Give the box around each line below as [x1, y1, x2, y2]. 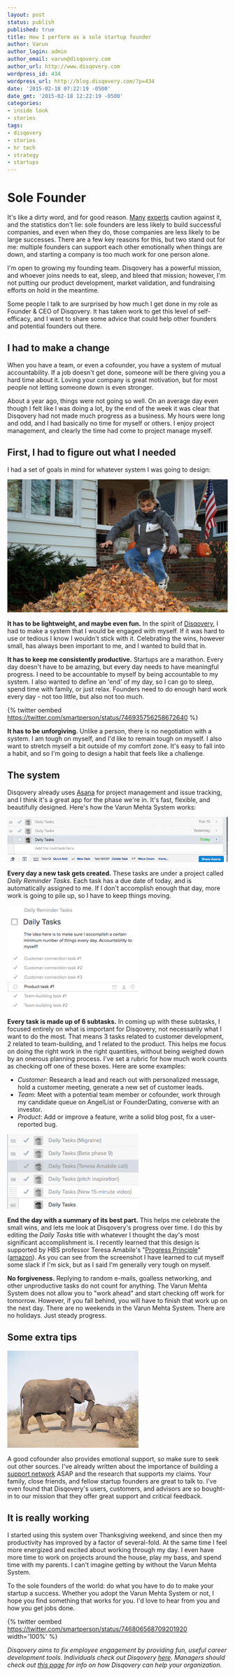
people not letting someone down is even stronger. [7, 383, 154, 391]
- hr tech [7, 144, 36, 151]
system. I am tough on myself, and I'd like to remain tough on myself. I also [7, 734, 222, 742]
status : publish [7, 18, 55, 26]
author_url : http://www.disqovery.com [7, 63, 120, 70]
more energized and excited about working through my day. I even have [7, 1545, 215, 1554]
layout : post [7, 11, 45, 18]
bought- [201, 1484, 225, 1493]
